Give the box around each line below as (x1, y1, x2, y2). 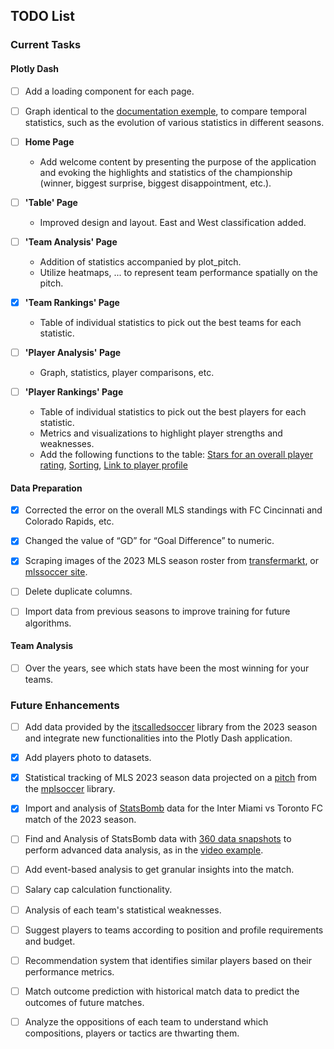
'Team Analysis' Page (24, 235, 118, 248)
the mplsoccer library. (24, 783, 116, 795)
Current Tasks (10, 38, 82, 52)
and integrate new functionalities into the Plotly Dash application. (24, 732, 293, 744)
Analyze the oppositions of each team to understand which (24, 1015, 269, 1028)
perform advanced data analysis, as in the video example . (24, 844, 264, 856)
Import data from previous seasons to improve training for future (24, 605, 291, 618)
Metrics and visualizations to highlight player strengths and (39, 427, 283, 439)
